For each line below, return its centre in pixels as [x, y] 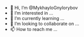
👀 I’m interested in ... [32, 13]
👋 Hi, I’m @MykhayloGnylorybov [44, 8]
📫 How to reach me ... [34, 29]
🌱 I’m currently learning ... [37, 18]
